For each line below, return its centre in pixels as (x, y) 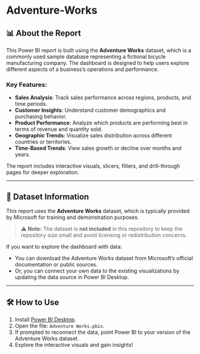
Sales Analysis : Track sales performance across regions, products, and (103, 98)
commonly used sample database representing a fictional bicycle (86, 57)
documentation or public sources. (56, 265)
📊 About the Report (44, 33)
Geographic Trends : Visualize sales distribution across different (93, 136)
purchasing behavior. (41, 117)
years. (23, 155)
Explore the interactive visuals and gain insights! (74, 344)
